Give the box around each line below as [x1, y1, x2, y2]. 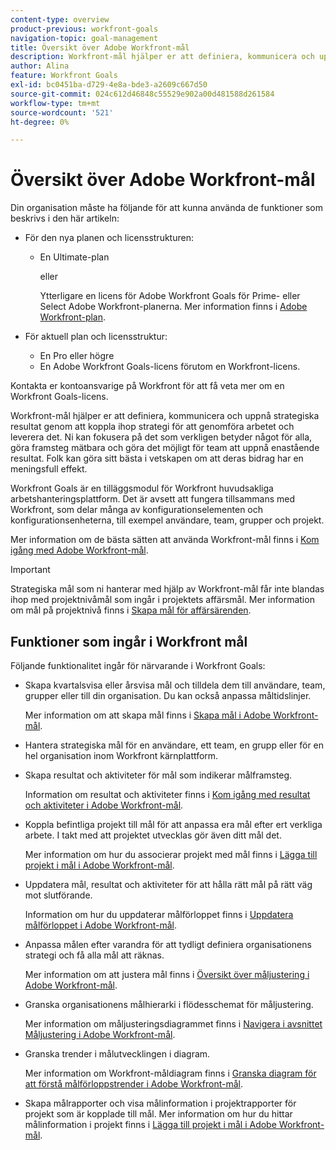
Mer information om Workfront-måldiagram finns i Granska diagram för [24, 1067, 317, 1079]
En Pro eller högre [39, 350, 115, 362]
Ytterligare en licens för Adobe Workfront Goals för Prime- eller [39, 290, 301, 302]
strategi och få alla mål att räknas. [24, 949, 165, 961]
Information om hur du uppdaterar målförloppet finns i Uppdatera [24, 909, 294, 920]
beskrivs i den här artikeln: [10, 212, 120, 225]
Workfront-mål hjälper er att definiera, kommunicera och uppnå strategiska [10, 410, 320, 422]
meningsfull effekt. [10, 463, 88, 475]
